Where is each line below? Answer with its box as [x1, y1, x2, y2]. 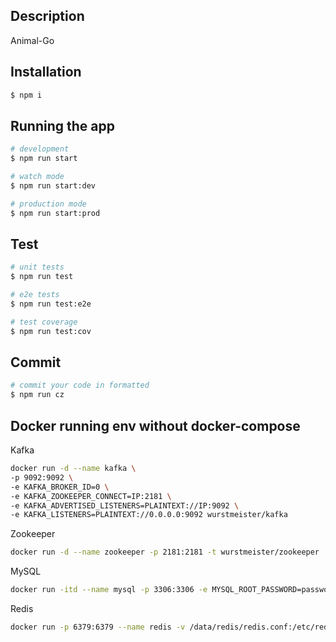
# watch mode [10, 172, 65, 182]
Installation [10, 64, 82, 81]
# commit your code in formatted [10, 380, 150, 391]
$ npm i [10, 90, 43, 100]
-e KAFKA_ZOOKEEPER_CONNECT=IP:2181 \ [10, 491, 172, 501]
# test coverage [10, 317, 78, 327]
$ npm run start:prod [10, 208, 101, 218]
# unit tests [10, 262, 65, 273]
